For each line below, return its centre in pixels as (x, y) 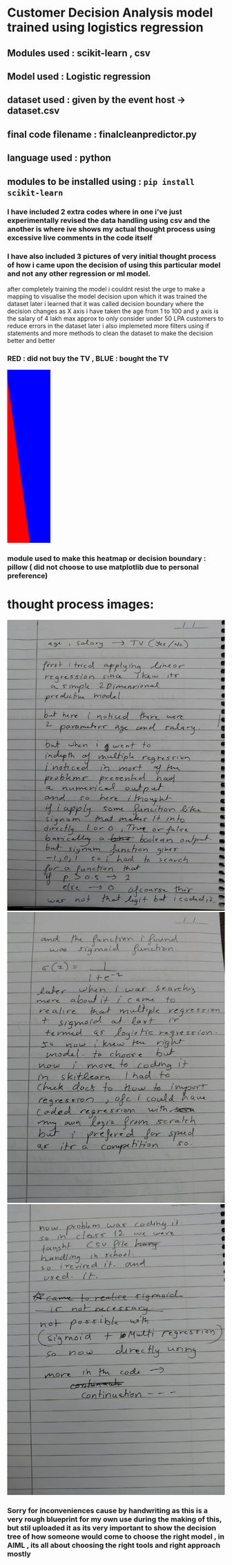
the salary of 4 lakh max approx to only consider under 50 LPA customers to (116, 318)
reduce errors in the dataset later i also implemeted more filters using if (108, 325)
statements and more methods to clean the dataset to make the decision (110, 333)
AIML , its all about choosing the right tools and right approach (114, 1545)
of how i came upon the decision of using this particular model (114, 265)
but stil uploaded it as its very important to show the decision (112, 1528)
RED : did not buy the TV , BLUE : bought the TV (88, 358)
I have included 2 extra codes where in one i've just (95, 212)
